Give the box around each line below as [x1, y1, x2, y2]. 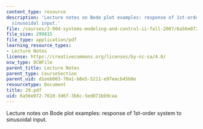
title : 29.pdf [6, 87, 42, 93]
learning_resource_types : [6, 43, 71, 49]
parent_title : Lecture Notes [6, 64, 80, 71]
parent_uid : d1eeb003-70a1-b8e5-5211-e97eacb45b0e [6, 76, 137, 82]
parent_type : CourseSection [6, 71, 77, 77]
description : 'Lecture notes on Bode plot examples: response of [6, 14, 174, 20]
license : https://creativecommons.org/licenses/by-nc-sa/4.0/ [6, 54, 166, 60]
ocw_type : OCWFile [6, 59, 53, 65]
